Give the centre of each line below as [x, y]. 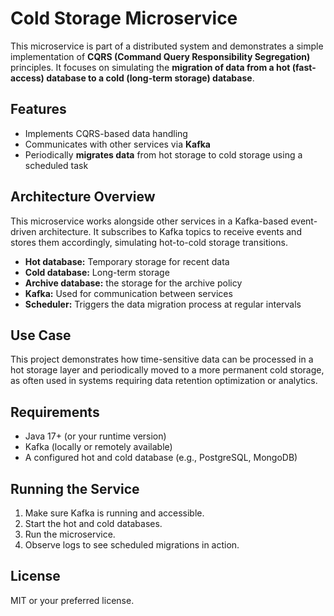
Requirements [55, 412]
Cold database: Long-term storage [97, 272]
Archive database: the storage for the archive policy [133, 283]
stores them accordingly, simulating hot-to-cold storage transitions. [149, 242]
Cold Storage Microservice [124, 18]
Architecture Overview [83, 197]
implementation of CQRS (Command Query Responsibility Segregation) [160, 56]
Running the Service [75, 488]
